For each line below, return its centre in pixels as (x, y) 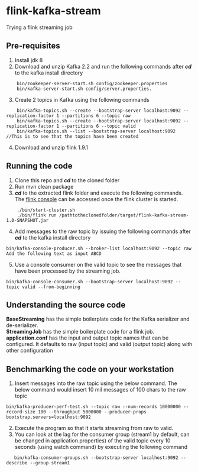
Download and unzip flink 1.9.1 (51, 147)
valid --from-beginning (51, 287)
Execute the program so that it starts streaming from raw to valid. (94, 428)
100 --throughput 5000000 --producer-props (92, 412)
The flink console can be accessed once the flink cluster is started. (96, 199)
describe (17, 463)
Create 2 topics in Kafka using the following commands (82, 99)
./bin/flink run (37, 215)
